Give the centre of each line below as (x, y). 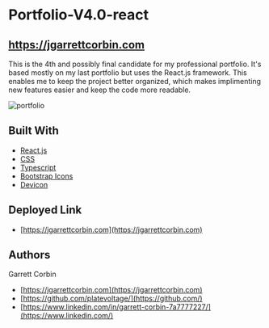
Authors (29, 255)
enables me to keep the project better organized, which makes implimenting (134, 81)
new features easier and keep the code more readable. (100, 90)
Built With (34, 131)
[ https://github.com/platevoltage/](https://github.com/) (111, 299)
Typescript (38, 167)
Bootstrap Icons (46, 176)
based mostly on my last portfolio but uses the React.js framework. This (128, 73)
